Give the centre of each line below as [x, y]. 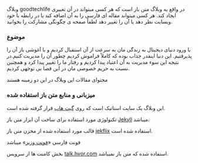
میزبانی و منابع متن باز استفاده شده [51, 95]
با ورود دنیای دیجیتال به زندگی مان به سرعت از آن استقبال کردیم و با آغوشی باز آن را [99, 49]
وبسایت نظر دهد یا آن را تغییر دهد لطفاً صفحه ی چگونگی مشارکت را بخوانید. [90, 21]
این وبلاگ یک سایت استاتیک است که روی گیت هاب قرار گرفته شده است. [86, 108]
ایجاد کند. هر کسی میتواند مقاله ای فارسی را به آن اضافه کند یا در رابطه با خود [92, 15]
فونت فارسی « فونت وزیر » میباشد [44, 142]
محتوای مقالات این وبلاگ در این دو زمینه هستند [57, 80]
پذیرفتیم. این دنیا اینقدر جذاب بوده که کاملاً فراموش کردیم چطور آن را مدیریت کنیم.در [99, 56]
